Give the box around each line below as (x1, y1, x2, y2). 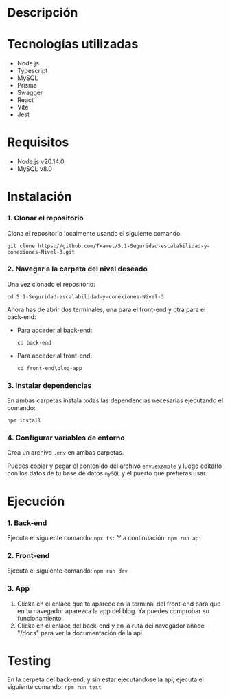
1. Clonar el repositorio (7, 214, 84, 223)
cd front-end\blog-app (16, 365, 82, 371)
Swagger (16, 88, 43, 97)
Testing (7, 653, 51, 668)
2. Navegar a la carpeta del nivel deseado (7, 264, 148, 274)
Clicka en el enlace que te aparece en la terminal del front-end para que (16, 599, 221, 608)
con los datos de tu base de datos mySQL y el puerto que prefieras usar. (7, 469, 207, 478)
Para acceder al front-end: (16, 351, 93, 360)
